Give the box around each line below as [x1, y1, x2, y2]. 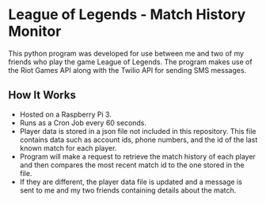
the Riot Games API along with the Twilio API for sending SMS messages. [8, 65, 247, 75]
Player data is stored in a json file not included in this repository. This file [19, 126, 256, 136]
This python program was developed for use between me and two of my [8, 48, 244, 58]
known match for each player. [19, 143, 117, 152]
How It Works [8, 89, 77, 102]
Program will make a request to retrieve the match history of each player [19, 151, 256, 161]
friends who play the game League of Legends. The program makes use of [8, 57, 253, 67]
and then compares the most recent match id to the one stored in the [19, 160, 245, 170]
